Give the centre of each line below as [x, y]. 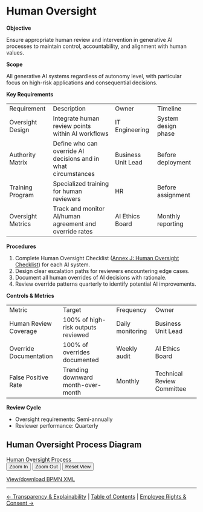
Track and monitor [79, 209]
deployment [174, 162]
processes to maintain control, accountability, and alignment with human [97, 46]
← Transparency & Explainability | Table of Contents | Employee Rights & [96, 496]
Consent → [20, 503]
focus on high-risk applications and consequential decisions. [82, 83]
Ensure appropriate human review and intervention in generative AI [90, 39]
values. [15, 52]
